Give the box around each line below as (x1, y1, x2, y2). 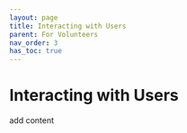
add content (9, 115, 55, 126)
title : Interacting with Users (9, 22, 127, 31)
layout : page (9, 13, 58, 22)
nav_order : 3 (9, 38, 58, 48)
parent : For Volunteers (9, 30, 99, 39)
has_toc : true (9, 47, 63, 56)
